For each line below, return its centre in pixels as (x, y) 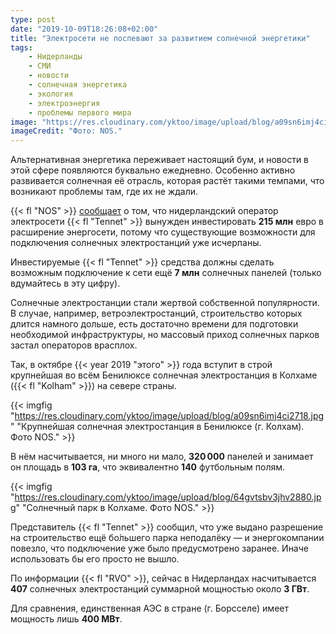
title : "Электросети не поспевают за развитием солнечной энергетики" (160, 38)
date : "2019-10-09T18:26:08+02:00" (84, 29)
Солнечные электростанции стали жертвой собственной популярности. (165, 303)
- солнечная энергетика (78, 85)
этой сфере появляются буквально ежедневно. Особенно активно (153, 170)
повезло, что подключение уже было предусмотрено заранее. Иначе (159, 548)
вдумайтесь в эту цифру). (65, 283)
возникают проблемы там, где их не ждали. (104, 192)
